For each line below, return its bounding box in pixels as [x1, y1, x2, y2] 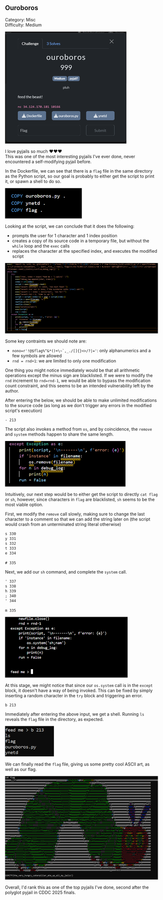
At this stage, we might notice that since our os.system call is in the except [5, 683, 153, 688]
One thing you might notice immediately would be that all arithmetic [5, 367, 140, 373]
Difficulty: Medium [5, 22, 42, 28]
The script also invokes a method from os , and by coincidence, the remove [5, 426, 152, 432]
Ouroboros [5, 4, 38, 12]
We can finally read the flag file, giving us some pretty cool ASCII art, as [5, 761, 150, 767]
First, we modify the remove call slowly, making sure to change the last [5, 511, 145, 517]
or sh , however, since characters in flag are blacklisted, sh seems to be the [5, 497, 155, 503]
